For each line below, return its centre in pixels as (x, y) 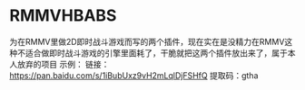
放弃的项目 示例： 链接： (63, 64)
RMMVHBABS (63, 16)
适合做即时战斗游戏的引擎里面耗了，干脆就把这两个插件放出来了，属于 (156, 53)
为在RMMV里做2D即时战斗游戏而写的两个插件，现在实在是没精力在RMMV (147, 41)
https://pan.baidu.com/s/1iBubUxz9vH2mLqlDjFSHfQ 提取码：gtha (134, 75)
